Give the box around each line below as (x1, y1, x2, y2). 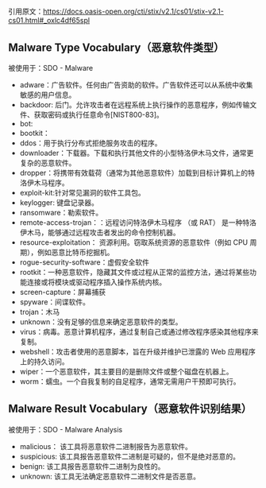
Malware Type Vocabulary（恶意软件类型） (8, 41, 225, 54)
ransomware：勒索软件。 (19, 208, 103, 217)
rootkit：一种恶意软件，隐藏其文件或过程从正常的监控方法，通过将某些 (19, 268, 250, 277)
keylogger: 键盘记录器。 (19, 198, 99, 207)
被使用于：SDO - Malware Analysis (8, 424, 123, 434)
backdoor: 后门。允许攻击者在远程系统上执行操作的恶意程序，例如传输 (19, 100, 250, 109)
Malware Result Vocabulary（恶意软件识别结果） (8, 402, 253, 416)
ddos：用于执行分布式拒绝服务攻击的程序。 (19, 138, 162, 148)
